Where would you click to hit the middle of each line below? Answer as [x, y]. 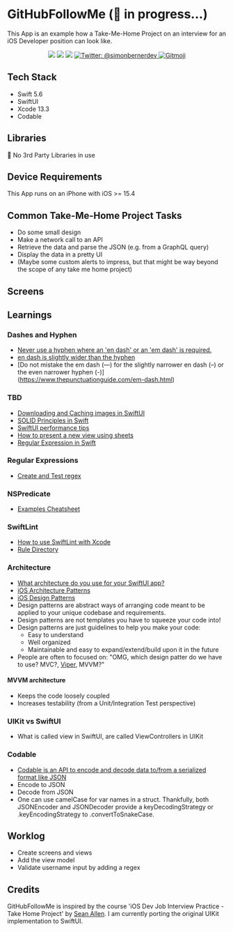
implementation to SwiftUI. [45, 921]
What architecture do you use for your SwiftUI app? [91, 583]
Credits [24, 889]
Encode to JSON [41, 784]
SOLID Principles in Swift [53, 420]
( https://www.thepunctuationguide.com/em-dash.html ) [96, 380]
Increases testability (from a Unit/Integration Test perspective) [106, 703]
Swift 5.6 [30, 94]
